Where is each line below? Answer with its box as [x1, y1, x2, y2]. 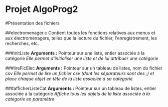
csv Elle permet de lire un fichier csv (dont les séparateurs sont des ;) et [5, 70, 154, 76]
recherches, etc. [5, 40, 39, 46]
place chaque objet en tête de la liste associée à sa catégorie [5, 75, 133, 81]
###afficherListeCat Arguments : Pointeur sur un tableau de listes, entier [5, 85, 156, 91]
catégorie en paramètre [5, 96, 55, 102]
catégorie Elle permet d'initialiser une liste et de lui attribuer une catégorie [5, 55, 159, 61]
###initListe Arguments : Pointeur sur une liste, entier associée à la [5, 50, 145, 56]
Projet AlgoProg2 [5, 3, 78, 15]
